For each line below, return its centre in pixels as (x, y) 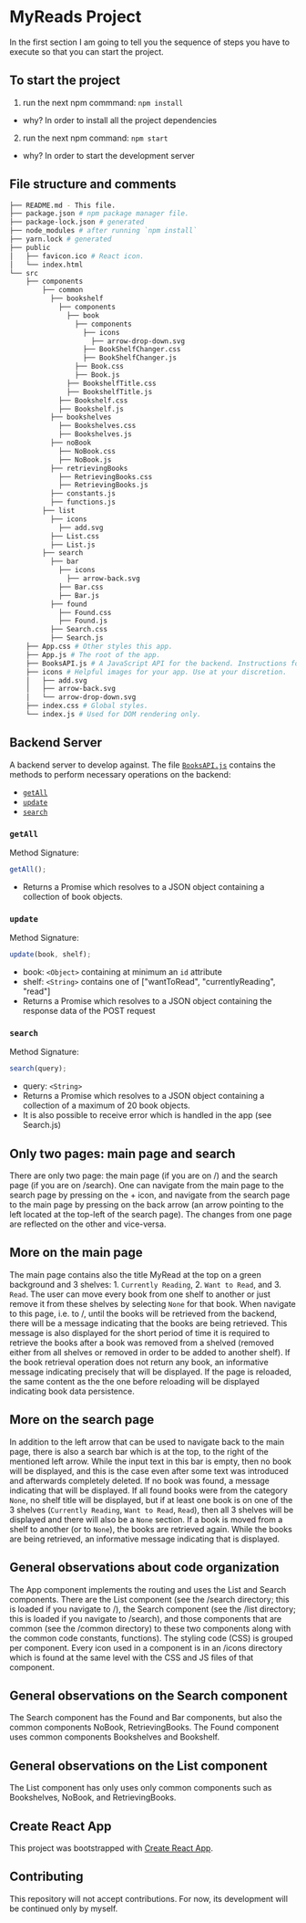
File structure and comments (93, 184)
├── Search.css (78, 630)
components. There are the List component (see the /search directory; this (149, 1599)
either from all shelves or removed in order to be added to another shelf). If (150, 1352)
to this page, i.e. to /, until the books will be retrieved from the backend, (143, 1313)
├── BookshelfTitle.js (110, 392)
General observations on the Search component (149, 1695)
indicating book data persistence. (72, 1391)
